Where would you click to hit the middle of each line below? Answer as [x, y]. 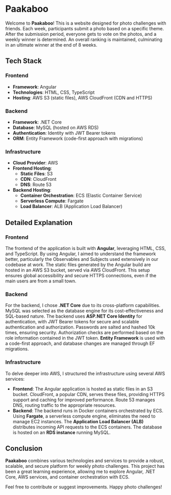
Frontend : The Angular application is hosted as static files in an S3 [83, 389]
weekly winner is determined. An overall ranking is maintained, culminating [84, 39]
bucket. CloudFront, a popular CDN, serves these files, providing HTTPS [89, 394]
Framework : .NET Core [37, 122]
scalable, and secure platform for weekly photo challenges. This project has [85, 466]
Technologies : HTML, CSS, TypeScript [54, 92]
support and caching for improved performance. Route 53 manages [84, 400]
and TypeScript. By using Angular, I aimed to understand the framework [81, 254]
